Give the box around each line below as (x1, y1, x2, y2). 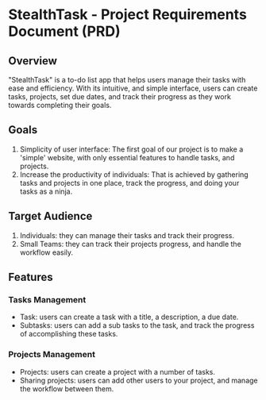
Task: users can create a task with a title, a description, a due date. (19, 312, 239, 322)
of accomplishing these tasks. (19, 329, 118, 339)
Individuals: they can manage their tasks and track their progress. (19, 230, 234, 240)
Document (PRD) (8, 22, 121, 40)
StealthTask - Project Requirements (8, 6, 248, 24)
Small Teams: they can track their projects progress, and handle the (19, 239, 242, 248)
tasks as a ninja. (19, 187, 73, 196)
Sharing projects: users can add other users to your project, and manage (19, 375, 258, 385)
